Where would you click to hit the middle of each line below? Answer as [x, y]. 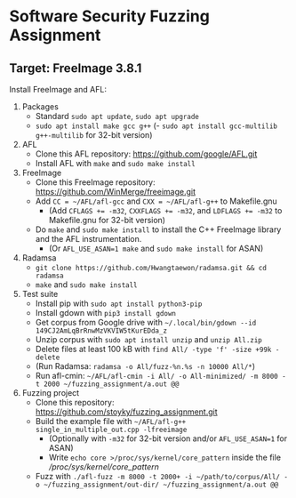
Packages [40, 107]
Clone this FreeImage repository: [95, 182]
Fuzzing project [51, 393]
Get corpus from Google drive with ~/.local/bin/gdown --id [146, 322]
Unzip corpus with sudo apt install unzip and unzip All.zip [148, 339]
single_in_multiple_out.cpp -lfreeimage [111, 430]
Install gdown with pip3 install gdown [105, 313]
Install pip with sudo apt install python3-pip [119, 303]
